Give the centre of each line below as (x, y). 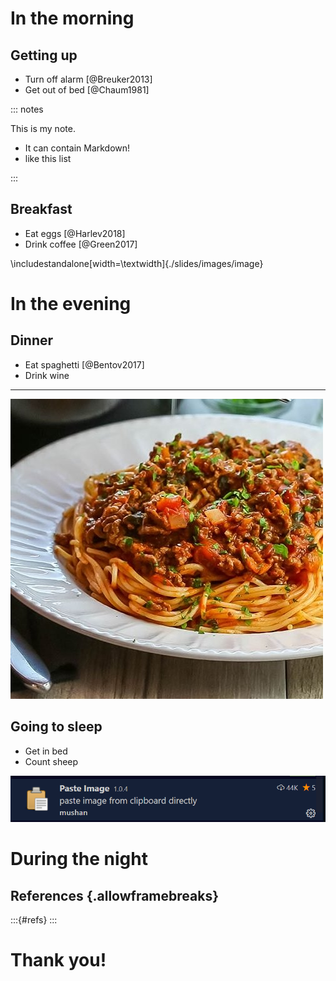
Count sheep (51, 761)
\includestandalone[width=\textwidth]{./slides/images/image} (137, 263)
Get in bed (46, 751)
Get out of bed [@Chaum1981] (87, 90)
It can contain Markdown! (77, 148)
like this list (48, 158)
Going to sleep (56, 727)
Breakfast (41, 209)
